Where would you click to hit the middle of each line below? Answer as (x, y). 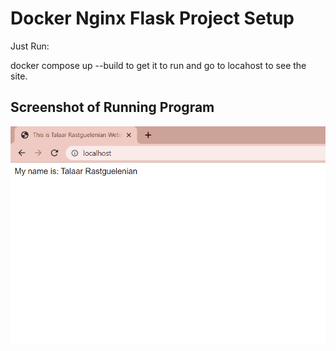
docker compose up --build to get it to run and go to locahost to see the (158, 65)
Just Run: (30, 46)
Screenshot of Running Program (112, 107)
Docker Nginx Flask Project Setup (152, 18)
